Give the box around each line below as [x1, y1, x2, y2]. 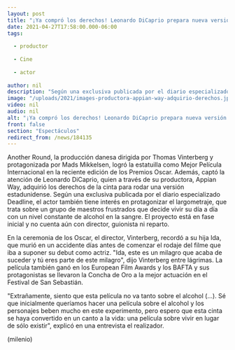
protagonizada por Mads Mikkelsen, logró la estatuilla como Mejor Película [7, 160, 222, 169]
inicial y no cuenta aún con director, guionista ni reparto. [7, 220, 170, 228]
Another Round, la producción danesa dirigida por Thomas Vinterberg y [7, 153, 213, 162]
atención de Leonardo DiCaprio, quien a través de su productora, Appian [7, 176, 217, 184]
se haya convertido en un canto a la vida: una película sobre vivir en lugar [7, 314, 220, 323]
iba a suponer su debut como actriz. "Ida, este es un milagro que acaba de [7, 248, 222, 257]
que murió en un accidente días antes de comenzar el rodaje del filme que [7, 241, 222, 249]
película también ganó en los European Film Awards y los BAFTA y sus [7, 263, 210, 272]
